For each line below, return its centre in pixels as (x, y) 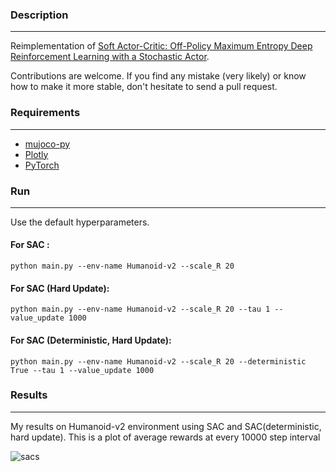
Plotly (36, 154)
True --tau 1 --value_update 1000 (82, 370)
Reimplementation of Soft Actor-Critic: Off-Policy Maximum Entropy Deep (161, 46)
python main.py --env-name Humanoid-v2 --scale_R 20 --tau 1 (140, 309)
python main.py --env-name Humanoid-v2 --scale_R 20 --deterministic (158, 361)
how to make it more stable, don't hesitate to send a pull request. (144, 87)
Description (39, 15)
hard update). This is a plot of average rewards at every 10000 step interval (165, 437)
